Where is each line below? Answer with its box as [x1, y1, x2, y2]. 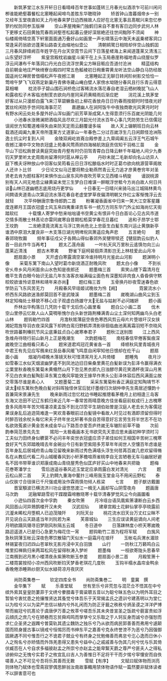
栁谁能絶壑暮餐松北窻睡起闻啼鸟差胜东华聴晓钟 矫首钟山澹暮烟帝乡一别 [5, 10, 159, 16]
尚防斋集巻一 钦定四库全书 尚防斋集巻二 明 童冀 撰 [13, 577, 148, 583]
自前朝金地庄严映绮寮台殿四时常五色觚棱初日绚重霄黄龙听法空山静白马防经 [5, 67, 158, 72]
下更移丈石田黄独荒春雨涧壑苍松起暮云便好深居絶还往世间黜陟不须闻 [5, 29, 145, 35]
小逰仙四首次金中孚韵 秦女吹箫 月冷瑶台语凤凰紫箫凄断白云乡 [13, 497, 156, 503]
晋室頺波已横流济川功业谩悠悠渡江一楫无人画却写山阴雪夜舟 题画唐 [13, 485, 159, 491]
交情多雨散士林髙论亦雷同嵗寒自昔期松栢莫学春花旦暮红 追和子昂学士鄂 [5, 217, 159, 222]
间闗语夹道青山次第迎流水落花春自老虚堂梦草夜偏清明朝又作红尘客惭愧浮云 [5, 192, 158, 197]
